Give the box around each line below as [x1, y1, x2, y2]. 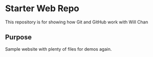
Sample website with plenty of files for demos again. [5, 46, 112, 52]
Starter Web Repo [5, 3, 79, 14]
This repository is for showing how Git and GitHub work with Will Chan [5, 19, 148, 25]
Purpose [5, 33, 32, 41]
